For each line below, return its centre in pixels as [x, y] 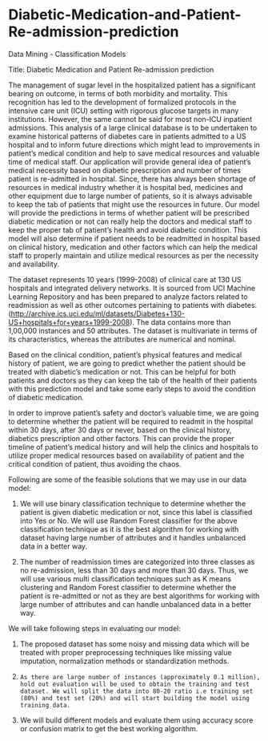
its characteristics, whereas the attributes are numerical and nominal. [122, 339]
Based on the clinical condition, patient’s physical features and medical [125, 354]
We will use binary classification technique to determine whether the [133, 504]
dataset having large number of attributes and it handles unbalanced [133, 537]
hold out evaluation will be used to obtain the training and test [134, 684]
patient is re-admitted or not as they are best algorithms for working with [140, 596]
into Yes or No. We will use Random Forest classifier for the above [128, 520]
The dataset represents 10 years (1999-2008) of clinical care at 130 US [125, 279]
